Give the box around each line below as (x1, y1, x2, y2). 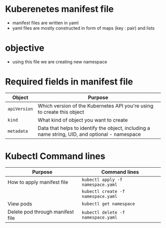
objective (5, 43, 44, 54)
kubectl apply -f (82, 177, 123, 182)
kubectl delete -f (82, 209, 125, 215)
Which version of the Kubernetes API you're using (38, 102, 154, 109)
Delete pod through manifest (7, 208, 74, 215)
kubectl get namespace (82, 201, 135, 206)
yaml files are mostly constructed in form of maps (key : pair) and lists (12, 25, 155, 31)
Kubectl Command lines (5, 151, 105, 162)
